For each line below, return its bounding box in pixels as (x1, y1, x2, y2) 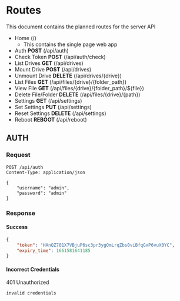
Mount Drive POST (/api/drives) (14, 66, 92, 73)
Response (6, 209, 35, 217)
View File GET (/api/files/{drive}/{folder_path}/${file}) (14, 84, 144, 91)
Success (6, 224, 28, 231)
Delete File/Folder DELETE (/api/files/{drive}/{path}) (14, 91, 141, 98)
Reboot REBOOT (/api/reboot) (14, 116, 87, 123)
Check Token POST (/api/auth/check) (14, 53, 106, 60)
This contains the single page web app (23, 41, 118, 48)
